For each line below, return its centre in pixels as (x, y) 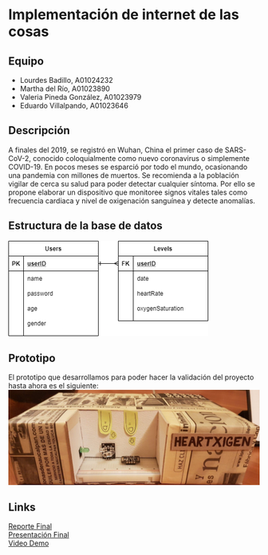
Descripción (39, 130)
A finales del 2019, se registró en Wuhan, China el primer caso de (116, 150)
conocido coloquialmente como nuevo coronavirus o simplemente (141, 158)
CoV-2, (20, 158)
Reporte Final (30, 526)
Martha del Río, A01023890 (65, 89)
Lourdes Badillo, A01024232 (66, 80)
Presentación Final (39, 535)
